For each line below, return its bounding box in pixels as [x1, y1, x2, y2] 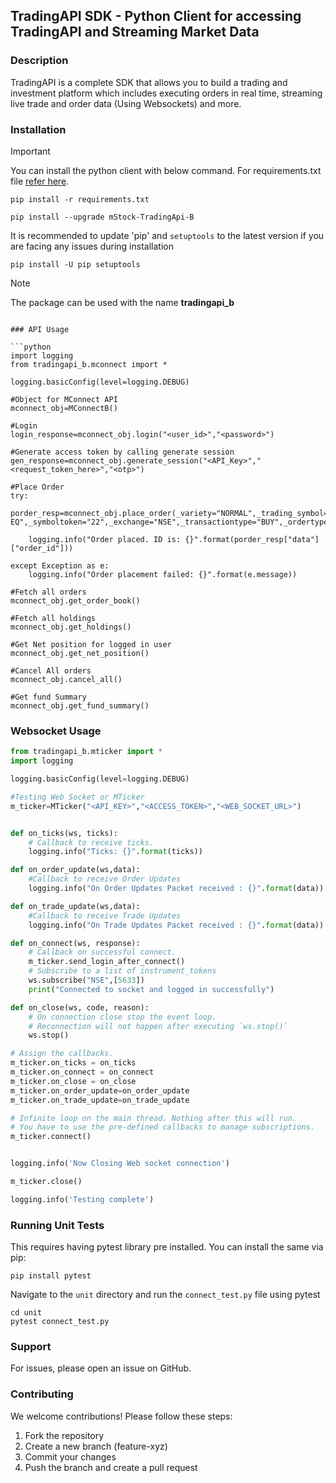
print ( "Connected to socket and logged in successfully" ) [28, 984, 275, 994]
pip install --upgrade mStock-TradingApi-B [10, 212, 195, 222]
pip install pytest [10, 1271, 92, 1281]
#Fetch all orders [10, 587, 87, 597]
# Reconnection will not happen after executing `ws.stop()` [28, 1021, 288, 1031]
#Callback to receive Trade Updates [28, 910, 182, 921]
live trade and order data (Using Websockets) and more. [10, 97, 242, 109]
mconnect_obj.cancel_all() [10, 674, 123, 684]
